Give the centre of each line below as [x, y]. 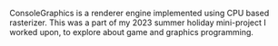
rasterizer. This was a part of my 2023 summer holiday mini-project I [138, 23]
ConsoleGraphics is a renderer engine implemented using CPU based [139, 13]
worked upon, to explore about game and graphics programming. [132, 32]
